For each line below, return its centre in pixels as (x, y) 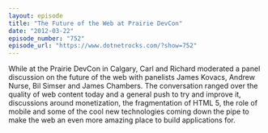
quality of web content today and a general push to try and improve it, (125, 94)
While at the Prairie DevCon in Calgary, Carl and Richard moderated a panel (134, 69)
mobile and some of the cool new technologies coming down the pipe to (129, 112)
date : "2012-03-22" (41, 31)
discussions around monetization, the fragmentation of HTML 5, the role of (133, 103)
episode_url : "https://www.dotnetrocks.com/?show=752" (103, 46)
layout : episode (36, 16)
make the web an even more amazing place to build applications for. (122, 120)
